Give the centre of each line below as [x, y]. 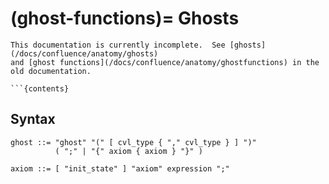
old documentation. [51, 71]
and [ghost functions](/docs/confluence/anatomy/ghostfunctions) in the [165, 62]
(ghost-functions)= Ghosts [125, 18]
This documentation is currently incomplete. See [118, 45]
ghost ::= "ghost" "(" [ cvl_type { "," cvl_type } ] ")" [133, 142]
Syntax [33, 119]
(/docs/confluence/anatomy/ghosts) [84, 53]
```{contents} [40, 88]
